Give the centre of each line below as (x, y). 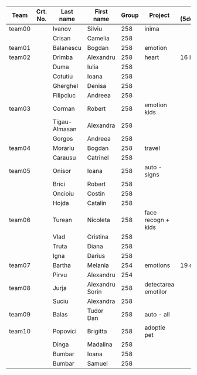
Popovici (64, 331)
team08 (20, 288)
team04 (20, 148)
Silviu (95, 29)
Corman (64, 109)
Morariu (63, 148)
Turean (62, 220)
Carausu (64, 158)
